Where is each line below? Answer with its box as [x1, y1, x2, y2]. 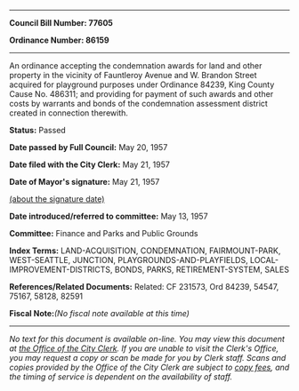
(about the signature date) [9, 194, 105, 204]
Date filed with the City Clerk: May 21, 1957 [9, 159, 171, 170]
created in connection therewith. [9, 108, 129, 118]
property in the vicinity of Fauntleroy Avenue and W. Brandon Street [9, 70, 257, 80]
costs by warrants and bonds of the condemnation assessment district [9, 99, 269, 108]
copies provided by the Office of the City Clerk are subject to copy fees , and [9, 362, 290, 372]
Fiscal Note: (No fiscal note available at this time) [9, 308, 190, 318]
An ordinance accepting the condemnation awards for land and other [9, 60, 263, 71]
